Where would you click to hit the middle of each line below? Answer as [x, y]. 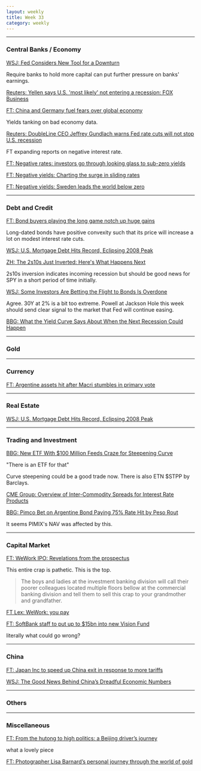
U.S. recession [24, 140]
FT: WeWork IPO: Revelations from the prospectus [68, 558]
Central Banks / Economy [44, 50]
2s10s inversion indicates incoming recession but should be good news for [98, 273]
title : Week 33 [25, 17]
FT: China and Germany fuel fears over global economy [74, 110]
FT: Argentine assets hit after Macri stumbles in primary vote [81, 384]
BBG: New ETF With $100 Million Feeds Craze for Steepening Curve [90, 453]
